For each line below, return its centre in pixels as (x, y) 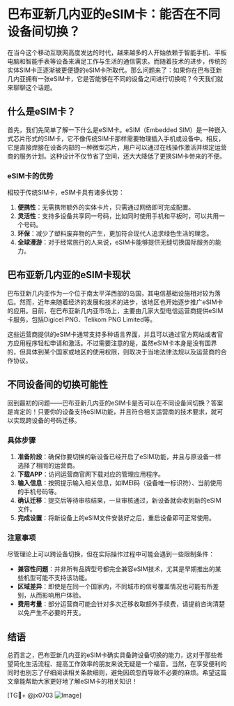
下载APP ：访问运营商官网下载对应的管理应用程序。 (91, 474)
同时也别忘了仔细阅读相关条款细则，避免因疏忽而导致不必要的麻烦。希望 (111, 672)
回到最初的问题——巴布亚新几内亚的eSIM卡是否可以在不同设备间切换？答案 (115, 403)
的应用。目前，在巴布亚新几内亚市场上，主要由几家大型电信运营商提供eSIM (115, 310)
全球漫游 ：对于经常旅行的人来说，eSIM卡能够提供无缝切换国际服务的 (116, 243)
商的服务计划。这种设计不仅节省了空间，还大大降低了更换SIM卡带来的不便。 (117, 156)
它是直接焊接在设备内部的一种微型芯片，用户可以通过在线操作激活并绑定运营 (117, 147)
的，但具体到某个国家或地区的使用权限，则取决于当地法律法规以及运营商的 (114, 352)
